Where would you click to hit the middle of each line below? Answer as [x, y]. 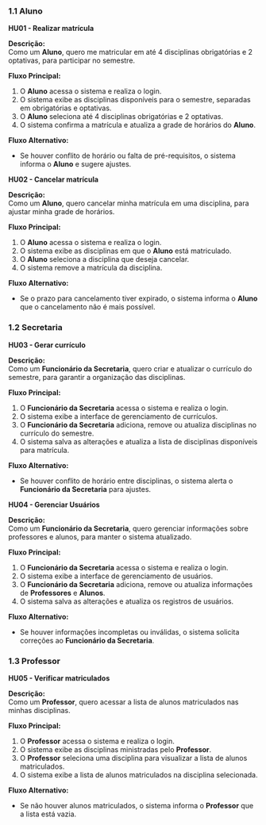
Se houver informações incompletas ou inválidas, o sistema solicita [129, 631]
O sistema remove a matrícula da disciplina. [91, 268]
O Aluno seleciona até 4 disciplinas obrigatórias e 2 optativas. [121, 117]
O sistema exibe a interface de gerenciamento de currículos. [119, 416]
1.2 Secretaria [36, 328]
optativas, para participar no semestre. [72, 60]
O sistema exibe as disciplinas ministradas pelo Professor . [116, 749]
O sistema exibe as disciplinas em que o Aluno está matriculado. [125, 251]
